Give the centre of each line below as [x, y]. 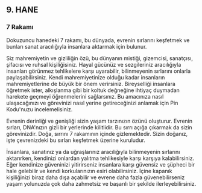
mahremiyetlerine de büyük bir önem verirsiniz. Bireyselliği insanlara [91, 84]
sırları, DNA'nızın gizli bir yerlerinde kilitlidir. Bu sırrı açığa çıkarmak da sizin [99, 127]
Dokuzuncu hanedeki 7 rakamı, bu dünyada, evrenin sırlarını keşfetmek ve [98, 40]
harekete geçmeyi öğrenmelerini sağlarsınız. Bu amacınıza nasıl [85, 96]
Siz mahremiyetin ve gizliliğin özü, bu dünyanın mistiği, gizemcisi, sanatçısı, [99, 58]
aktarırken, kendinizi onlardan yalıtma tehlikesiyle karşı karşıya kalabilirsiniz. [100, 158]
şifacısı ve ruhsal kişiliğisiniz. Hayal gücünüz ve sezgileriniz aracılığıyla [94, 64]
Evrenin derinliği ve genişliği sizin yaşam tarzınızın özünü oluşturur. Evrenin [99, 121]
